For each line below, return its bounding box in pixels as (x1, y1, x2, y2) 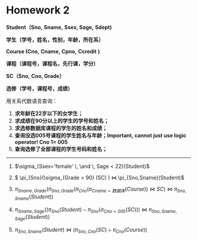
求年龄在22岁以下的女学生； (14, 110, 83, 117)
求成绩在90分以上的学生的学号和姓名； (14, 117, 110, 124)
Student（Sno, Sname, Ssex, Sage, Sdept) (6, 23, 113, 31)
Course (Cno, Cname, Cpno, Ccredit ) (6, 48, 100, 55)
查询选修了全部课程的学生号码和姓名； (14, 145, 107, 153)
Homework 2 (6, 4, 70, 17)
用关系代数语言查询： (6, 97, 57, 104)
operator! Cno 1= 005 (14, 138, 68, 146)
